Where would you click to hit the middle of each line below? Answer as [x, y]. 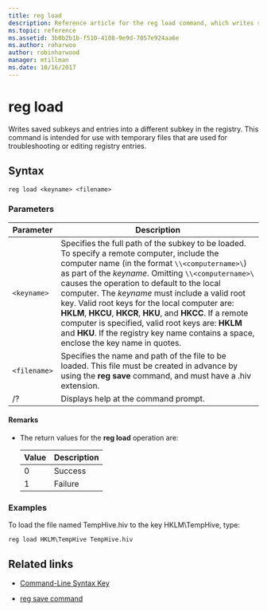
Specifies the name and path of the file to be [143, 355]
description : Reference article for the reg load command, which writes [131, 23]
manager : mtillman [39, 61]
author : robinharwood [44, 53]
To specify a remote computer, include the [140, 253]
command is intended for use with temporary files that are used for [118, 137]
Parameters [31, 210]
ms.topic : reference [43, 30]
